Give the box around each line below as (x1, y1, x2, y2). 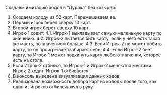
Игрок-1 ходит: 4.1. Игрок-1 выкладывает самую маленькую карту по (12, 30, 162, 36)
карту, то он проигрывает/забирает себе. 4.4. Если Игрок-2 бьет (12, 46, 152, 52)
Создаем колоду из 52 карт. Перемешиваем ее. (12, 14, 117, 20)
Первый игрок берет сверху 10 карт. (12, 20, 92, 25)
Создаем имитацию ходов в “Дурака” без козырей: (5, 5, 117, 10)
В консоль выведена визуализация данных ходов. (12, 73, 121, 79)
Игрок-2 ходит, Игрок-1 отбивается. (12, 68, 90, 74)
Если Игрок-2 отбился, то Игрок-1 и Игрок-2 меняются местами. (12, 63, 153, 68)
